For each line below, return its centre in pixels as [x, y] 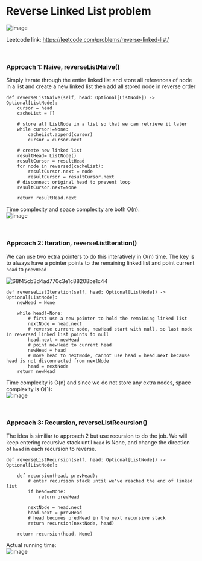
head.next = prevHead [55, 513]
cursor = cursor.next [55, 140]
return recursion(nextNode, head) [71, 523]
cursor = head [35, 108]
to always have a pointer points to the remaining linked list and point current [100, 263]
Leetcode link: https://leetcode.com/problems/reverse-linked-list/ [88, 39]
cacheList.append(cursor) [61, 135]
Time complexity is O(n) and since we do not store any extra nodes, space [99, 383]
